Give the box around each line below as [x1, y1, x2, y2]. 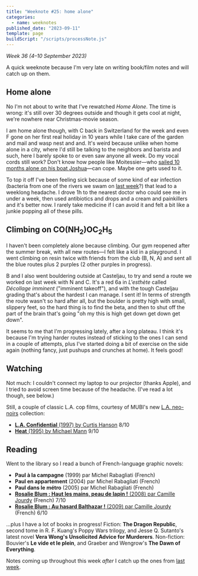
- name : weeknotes [11, 20, 57, 25]
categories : [6, 14, 35, 20]
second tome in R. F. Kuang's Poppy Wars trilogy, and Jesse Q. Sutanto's [6, 527, 184, 534]
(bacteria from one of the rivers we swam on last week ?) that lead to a [6, 182, 177, 189]
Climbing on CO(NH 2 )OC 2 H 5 [6, 225, 112, 237]
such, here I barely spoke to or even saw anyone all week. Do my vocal [6, 152, 179, 159]
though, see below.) [6, 391, 54, 399]
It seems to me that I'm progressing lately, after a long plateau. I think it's [6, 328, 183, 335]
